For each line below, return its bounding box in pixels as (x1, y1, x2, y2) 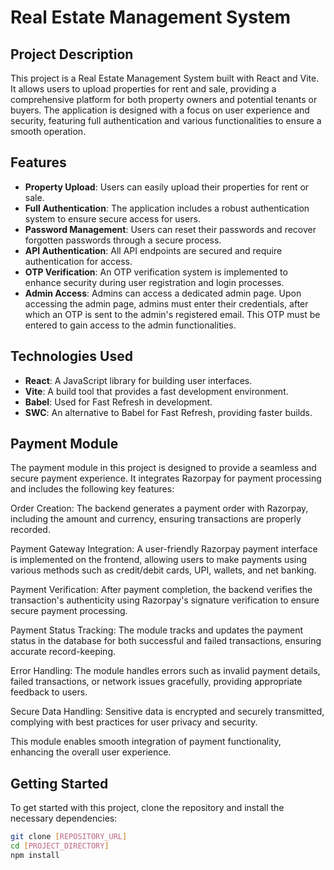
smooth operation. (10, 126, 87, 137)
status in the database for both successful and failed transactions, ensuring (10, 635, 322, 647)
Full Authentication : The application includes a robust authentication (24, 202, 310, 214)
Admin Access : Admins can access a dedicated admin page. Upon (24, 287, 302, 299)
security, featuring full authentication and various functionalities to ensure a (10, 115, 322, 126)
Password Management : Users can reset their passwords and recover (24, 223, 317, 235)
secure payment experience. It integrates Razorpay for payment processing (10, 472, 322, 485)
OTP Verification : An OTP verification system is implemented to (24, 266, 288, 278)
